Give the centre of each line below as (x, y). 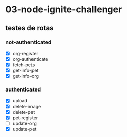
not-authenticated (28, 42)
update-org (25, 123)
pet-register (25, 118)
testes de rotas (29, 28)
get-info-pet (25, 71)
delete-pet (24, 112)
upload (20, 101)
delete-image (27, 106)
